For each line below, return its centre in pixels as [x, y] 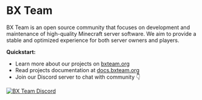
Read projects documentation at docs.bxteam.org [77, 70]
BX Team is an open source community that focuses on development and [98, 27]
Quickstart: [21, 52]
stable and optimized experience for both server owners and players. [93, 40]
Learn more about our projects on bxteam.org [72, 64]
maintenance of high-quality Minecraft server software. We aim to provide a [101, 33]
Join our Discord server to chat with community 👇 [78, 77]
